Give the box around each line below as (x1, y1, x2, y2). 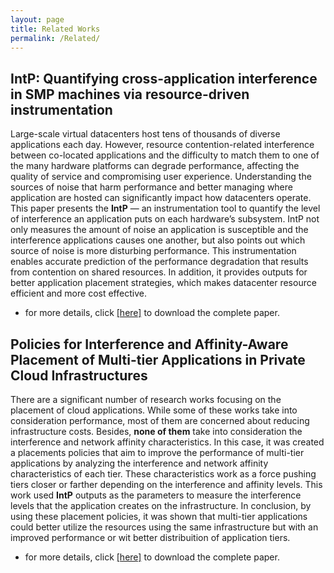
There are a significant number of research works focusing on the (10, 394, 282, 405)
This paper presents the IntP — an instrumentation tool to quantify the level (10, 202, 321, 215)
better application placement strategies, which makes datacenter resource (10, 277, 317, 289)
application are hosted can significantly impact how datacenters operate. (10, 192, 312, 204)
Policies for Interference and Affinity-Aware (10, 336, 289, 353)
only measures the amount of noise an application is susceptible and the (10, 224, 309, 236)
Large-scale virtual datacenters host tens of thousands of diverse (10, 128, 281, 140)
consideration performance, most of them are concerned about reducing (10, 415, 310, 426)
